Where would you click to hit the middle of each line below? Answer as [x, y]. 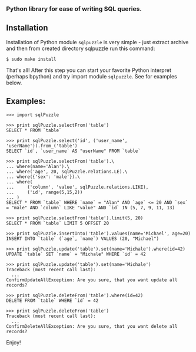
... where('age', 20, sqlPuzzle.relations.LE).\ [67, 172]
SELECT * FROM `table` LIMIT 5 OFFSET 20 [58, 223]
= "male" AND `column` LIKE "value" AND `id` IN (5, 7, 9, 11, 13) [91, 208]
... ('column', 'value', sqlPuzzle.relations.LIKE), [77, 187]
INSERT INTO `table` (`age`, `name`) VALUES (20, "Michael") [83, 238]
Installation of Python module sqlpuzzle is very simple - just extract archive [97, 42]
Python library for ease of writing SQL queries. [74, 9]
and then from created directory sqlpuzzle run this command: [81, 48]
